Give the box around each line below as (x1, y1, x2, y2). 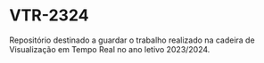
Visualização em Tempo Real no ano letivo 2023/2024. (9, 43, 210, 54)
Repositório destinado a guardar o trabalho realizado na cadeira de (9, 35, 256, 45)
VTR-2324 (9, 5, 89, 26)
